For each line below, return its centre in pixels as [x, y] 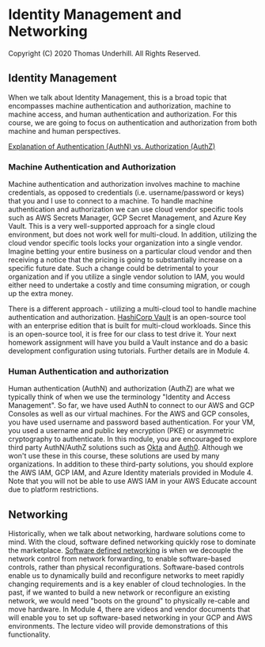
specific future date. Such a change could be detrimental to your [114, 268]
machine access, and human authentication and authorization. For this [123, 114]
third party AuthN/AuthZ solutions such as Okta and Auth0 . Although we [126, 447]
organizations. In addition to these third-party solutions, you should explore [131, 464]
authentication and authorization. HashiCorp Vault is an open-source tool [127, 318]
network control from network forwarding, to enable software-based [120, 559]
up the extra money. [41, 294]
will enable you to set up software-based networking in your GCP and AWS [131, 618]
